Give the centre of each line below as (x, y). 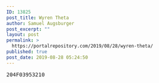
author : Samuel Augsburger (40, 23)
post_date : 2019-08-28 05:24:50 (47, 57)
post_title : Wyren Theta (38, 18)
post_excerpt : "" (28, 29)
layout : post (23, 35)
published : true (27, 52)
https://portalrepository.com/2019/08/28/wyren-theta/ (83, 46)
